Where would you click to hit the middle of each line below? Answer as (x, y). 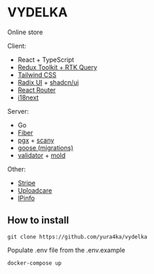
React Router (37, 90)
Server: (18, 111)
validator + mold (42, 155)
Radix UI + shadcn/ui (48, 82)
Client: (17, 46)
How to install (38, 220)
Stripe (26, 183)
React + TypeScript (46, 59)
